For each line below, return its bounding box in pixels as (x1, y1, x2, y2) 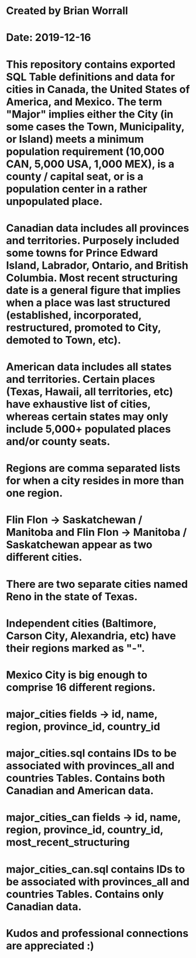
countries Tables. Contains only (6, 887, 164, 901)
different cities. (6, 550, 82, 564)
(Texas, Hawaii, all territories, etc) (6, 385, 174, 398)
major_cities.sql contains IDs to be (6, 747, 177, 760)
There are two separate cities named (6, 577, 188, 591)
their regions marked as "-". (6, 641, 145, 655)
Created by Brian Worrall (6, 4, 129, 18)
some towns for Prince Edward (6, 246, 159, 259)
